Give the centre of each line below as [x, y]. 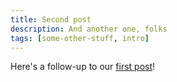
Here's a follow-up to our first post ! [83, 67]
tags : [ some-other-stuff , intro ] [80, 38]
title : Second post [51, 19]
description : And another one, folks [89, 29]
